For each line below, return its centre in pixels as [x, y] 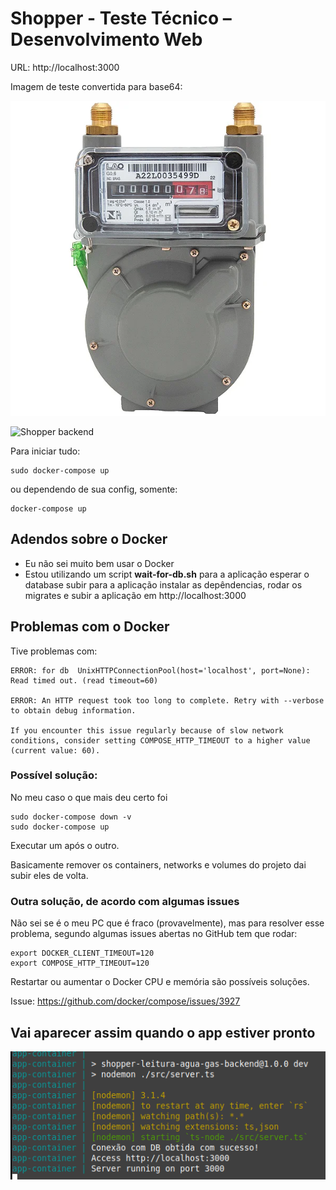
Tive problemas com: [54, 651]
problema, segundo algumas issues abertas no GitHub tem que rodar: [154, 934]
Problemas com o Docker [90, 627]
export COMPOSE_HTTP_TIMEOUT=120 [80, 963]
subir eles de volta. [49, 875]
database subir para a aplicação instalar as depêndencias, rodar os [163, 584]
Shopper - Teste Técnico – [121, 18]
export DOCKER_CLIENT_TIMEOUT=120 [82, 953]
